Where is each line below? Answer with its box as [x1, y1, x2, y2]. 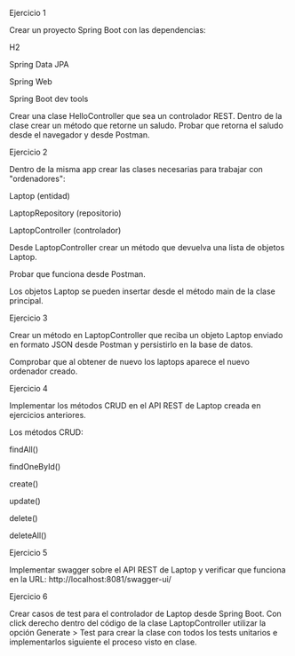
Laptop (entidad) [9, 191, 71, 201]
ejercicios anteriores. [9, 410, 86, 420]
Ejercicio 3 [9, 312, 48, 323]
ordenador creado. [9, 366, 78, 376]
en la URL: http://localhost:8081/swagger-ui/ [9, 574, 171, 584]
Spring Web [9, 76, 52, 87]
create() [9, 478, 39, 489]
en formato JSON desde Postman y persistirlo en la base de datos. [9, 339, 253, 350]
